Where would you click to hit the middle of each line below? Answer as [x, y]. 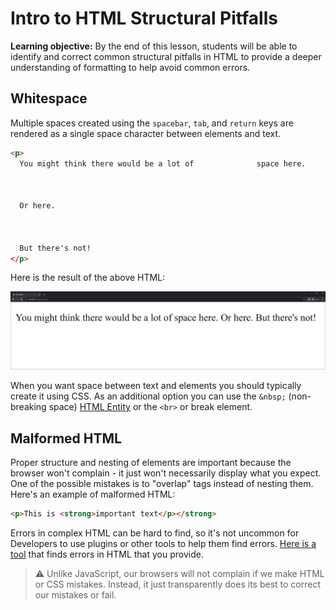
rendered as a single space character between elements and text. [146, 133]
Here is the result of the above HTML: [88, 278]
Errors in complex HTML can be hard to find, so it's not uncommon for [155, 533]
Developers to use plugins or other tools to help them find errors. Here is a [163, 544]
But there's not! [55, 248]
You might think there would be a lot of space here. [163, 163]
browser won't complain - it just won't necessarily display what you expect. [166, 473]
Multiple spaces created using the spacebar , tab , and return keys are [152, 123]
